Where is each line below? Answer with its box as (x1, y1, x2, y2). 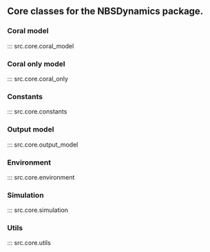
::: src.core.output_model (7, 140, 78, 149)
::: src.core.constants (7, 107, 67, 116)
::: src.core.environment (7, 173, 75, 181)
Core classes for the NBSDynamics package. (7, 6, 204, 17)
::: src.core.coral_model (7, 41, 74, 50)
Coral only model (7, 59, 65, 68)
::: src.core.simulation (7, 206, 69, 214)
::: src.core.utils (7, 239, 52, 247)
